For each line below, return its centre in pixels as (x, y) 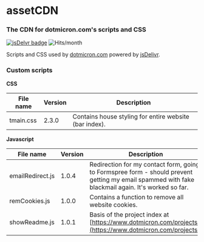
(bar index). (89, 124)
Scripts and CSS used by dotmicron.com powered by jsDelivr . (83, 55)
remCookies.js (30, 201)
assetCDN (32, 11)
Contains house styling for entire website (131, 116)
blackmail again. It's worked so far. (139, 187)
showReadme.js (32, 222)
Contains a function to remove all (137, 197)
